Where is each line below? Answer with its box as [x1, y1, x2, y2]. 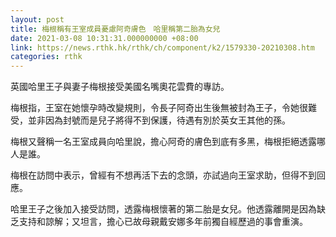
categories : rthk [10, 52, 83, 62]
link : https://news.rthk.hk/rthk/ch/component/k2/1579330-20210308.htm [10, 42, 315, 53]
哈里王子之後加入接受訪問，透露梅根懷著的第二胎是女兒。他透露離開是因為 [10, 203, 317, 215]
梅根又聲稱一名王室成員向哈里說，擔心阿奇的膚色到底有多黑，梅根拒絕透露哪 [10, 136, 326, 148]
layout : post [10, 14, 65, 25]
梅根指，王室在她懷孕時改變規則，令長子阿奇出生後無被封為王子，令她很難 [10, 102, 317, 114]
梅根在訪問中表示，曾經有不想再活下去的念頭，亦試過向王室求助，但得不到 [10, 169, 317, 181]
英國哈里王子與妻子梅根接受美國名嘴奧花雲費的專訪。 [10, 81, 230, 93]
